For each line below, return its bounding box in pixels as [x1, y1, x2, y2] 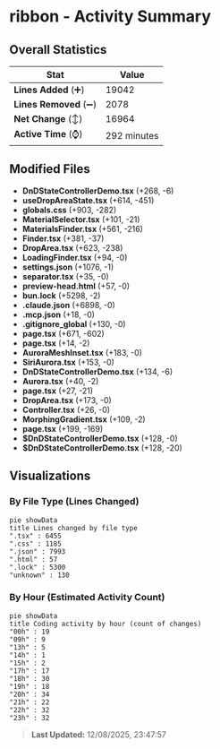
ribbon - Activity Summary [9, 6, 212, 27]
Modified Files [9, 161, 91, 176]
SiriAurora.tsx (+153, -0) [21, 357, 114, 367]
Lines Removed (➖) [13, 99, 97, 110]
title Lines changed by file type [9, 523, 139, 532]
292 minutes [105, 129, 159, 142]
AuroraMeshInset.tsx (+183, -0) [21, 347, 143, 357]
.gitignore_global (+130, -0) [21, 318, 127, 329]
